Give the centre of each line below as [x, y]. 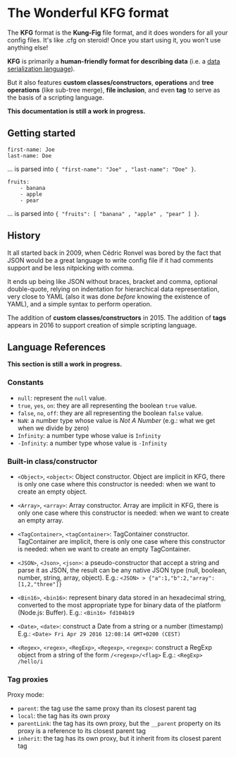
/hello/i [30, 662]
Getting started [42, 133]
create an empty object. [52, 491]
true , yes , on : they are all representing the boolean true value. [107, 405]
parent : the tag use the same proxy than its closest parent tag [107, 708]
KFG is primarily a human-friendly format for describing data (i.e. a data [114, 61]
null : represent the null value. [62, 398]
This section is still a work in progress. [65, 364]
